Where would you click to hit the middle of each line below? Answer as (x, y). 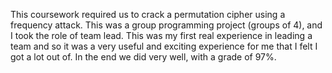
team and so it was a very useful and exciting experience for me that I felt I (164, 46)
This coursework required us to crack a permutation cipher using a (148, 14)
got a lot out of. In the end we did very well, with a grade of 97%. (143, 57)
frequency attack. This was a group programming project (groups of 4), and (166, 25)
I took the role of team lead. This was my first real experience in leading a (161, 35)
